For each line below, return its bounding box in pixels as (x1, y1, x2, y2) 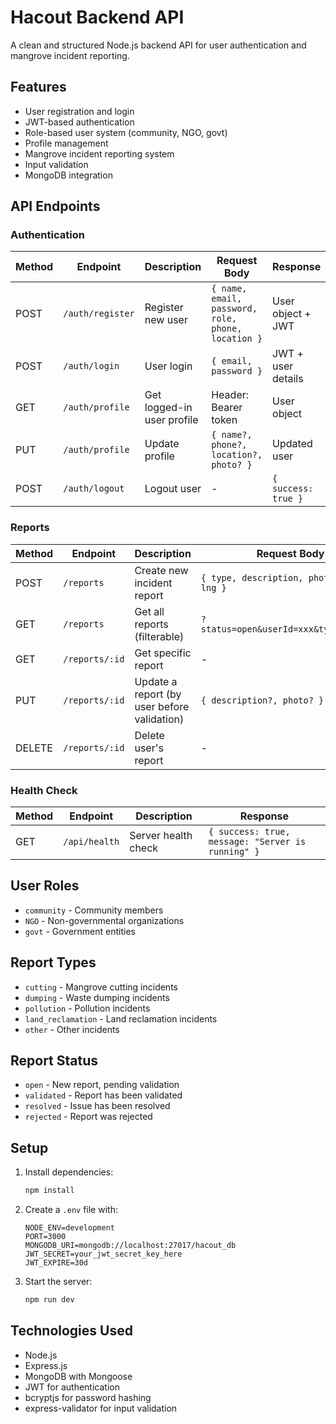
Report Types (10, 954, 97, 971)
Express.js (24, 1359, 68, 1371)
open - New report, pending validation (24, 1079, 180, 1091)
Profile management (24, 137, 109, 149)
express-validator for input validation (24, 1402, 178, 1414)
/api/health (63, 836, 120, 848)
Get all (134, 604, 165, 618)
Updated (272, 437, 313, 451)
